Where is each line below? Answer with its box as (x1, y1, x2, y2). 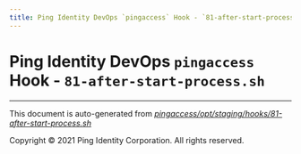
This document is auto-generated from (9, 108, 152, 118)
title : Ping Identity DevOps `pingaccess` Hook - (9, 12, 199, 22)
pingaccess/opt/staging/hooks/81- (153, 108, 283, 118)
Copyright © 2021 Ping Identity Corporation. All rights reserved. (9, 134, 245, 145)
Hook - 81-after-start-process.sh (9, 70, 266, 90)
